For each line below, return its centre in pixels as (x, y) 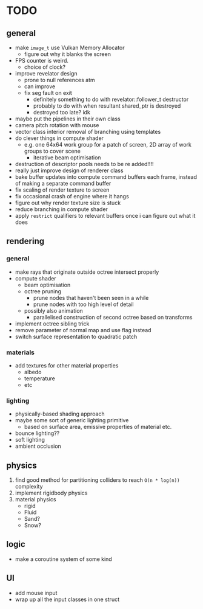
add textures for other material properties (67, 365)
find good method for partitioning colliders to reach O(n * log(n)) (97, 480)
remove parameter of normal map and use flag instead (83, 330)
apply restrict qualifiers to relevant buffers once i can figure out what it (105, 216)
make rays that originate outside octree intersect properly (87, 272)
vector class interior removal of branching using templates (88, 132)
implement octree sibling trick (52, 324)
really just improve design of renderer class (69, 170)
